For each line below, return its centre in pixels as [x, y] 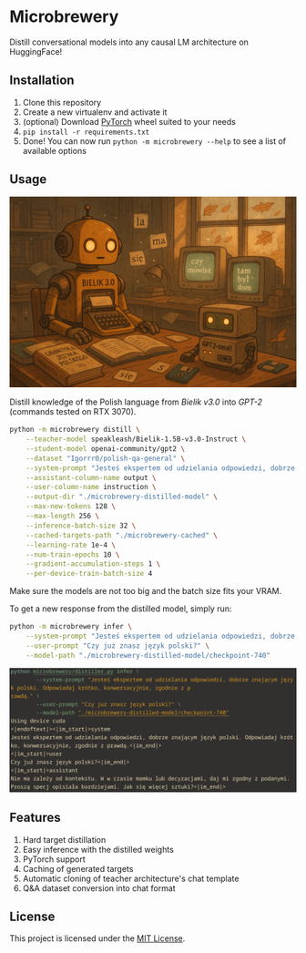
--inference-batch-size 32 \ [81, 526]
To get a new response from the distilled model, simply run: [121, 609]
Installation [42, 81]
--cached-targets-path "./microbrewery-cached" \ [122, 535]
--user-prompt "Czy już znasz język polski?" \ [117, 646]
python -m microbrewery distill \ [75, 430]
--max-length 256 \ [63, 517]
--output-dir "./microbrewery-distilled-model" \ [122, 497]
